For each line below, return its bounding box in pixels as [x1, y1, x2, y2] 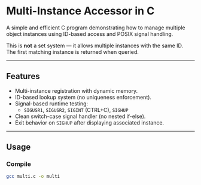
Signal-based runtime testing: [14, 100, 89, 107]
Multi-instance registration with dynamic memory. [14, 87, 138, 94]
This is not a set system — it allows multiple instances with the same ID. [6, 42, 184, 49]
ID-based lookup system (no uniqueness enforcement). [14, 93, 151, 101]
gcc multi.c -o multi [6, 174, 60, 180]
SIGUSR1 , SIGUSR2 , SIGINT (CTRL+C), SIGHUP [23, 106, 129, 113]
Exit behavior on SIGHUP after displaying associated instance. [14, 119, 165, 126]
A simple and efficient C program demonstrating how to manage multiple [6, 24, 185, 31]
